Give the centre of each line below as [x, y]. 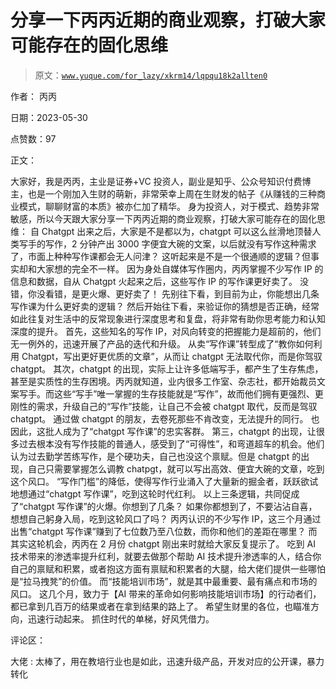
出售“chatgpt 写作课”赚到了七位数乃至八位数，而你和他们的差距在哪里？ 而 [164, 531]
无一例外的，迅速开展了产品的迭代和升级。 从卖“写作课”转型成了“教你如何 [162, 343]
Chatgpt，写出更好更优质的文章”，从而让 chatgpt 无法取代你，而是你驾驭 [172, 356]
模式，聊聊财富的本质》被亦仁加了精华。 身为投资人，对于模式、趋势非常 [169, 206]
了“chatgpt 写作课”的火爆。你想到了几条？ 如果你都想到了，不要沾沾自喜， [164, 506]
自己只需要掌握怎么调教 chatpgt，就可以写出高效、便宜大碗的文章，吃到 [176, 468]
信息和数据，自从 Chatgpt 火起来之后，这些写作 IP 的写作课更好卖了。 [154, 281]
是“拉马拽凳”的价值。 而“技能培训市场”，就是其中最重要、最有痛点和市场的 [164, 581]
